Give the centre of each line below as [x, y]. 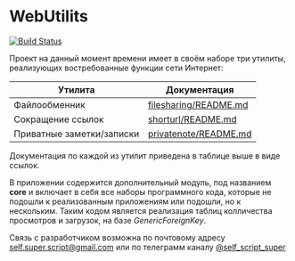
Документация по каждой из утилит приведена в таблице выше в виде [145, 155]
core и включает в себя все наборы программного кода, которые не [140, 192]
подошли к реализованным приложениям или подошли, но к [125, 201]
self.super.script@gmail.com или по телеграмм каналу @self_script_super [147, 247]
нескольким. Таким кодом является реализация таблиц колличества [141, 210]
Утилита [76, 89]
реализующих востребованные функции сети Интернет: [116, 68]
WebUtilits [49, 16]
